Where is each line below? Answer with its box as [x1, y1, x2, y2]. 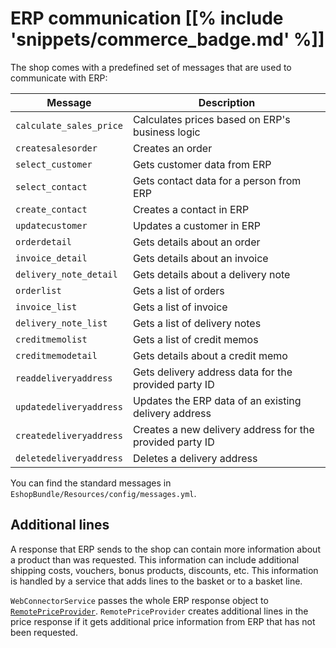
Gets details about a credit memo [132, 348, 288, 362]
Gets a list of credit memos [132, 332, 259, 346]
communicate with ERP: [10, 72, 108, 84]
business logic [132, 125, 201, 139]
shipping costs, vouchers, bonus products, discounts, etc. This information [10, 564, 319, 576]
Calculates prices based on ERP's [132, 112, 291, 126]
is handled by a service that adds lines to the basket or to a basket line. [10, 575, 303, 587]
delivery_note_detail [15, 268, 118, 280]
